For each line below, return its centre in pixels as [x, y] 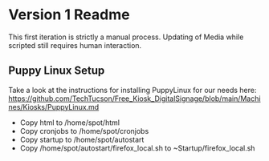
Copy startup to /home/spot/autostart [82, 139]
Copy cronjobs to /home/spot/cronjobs [84, 131]
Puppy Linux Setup [57, 71]
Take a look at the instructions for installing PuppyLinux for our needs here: [132, 90]
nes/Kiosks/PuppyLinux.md [54, 107]
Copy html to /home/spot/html [70, 123]
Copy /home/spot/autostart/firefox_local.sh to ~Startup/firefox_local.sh [137, 148]
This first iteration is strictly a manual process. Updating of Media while [126, 37]
